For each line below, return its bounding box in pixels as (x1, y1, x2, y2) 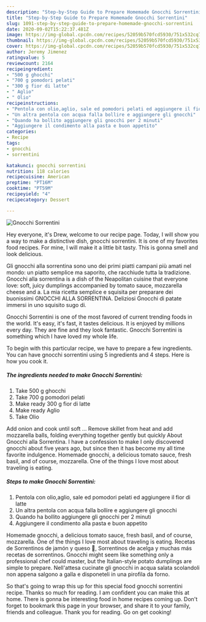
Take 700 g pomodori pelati (15, 393, 85, 401)
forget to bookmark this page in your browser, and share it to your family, (6, 602, 191, 609)
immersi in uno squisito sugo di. (6, 301, 87, 308)
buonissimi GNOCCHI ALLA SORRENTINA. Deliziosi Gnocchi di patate (6, 295, 182, 302)
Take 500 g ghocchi (15, 387, 66, 394)
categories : (6, 129, 37, 135)
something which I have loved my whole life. (6, 332, 118, 340)
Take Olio (15, 413, 40, 420)
